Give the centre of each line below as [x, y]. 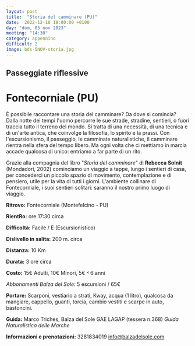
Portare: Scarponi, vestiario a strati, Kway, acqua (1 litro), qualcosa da [90, 296]
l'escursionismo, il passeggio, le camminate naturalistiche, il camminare [92, 139]
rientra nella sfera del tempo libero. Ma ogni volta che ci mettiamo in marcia [97, 145]
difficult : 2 [22, 44]
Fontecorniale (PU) [52, 98]
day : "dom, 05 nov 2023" [36, 28]
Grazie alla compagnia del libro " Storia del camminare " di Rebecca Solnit [94, 163]
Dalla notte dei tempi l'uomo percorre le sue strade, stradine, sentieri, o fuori [98, 121]
